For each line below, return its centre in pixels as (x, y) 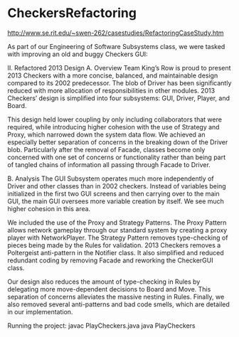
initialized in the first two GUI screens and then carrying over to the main (113, 193)
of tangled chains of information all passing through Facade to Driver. (109, 164)
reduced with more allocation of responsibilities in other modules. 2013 (111, 90)
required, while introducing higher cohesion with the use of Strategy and (113, 127)
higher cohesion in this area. (49, 208)
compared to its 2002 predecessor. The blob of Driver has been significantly (119, 82)
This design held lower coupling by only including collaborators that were (115, 119)
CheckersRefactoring (72, 13)
